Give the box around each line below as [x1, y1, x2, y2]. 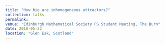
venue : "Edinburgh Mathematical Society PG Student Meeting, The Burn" [5, 21, 160, 27]
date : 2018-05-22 [5, 26, 42, 31]
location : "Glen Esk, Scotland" [5, 31, 74, 36]
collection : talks [5, 12, 44, 17]
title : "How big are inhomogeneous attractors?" [5, 7, 111, 13]
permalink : [5, 17, 29, 22]
